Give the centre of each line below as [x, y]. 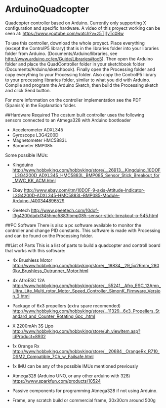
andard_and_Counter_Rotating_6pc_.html [54, 316]
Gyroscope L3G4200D [35, 135]
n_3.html [21, 296]
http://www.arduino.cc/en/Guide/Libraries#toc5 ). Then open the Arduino [79, 58]
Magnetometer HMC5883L [40, 140]
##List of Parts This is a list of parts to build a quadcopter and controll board [83, 245]
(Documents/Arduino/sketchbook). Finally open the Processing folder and [80, 69]
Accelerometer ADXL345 [38, 129]
